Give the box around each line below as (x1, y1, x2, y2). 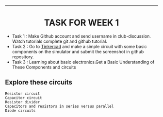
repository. (12, 54, 34, 60)
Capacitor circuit (5, 95, 42, 100)
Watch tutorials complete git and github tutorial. (12, 38, 108, 44)
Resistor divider (5, 100, 40, 104)
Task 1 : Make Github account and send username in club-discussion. (12, 33, 151, 39)
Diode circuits (5, 108, 36, 113)
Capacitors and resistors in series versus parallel (5, 104, 114, 109)
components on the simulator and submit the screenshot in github (12, 49, 144, 54)
